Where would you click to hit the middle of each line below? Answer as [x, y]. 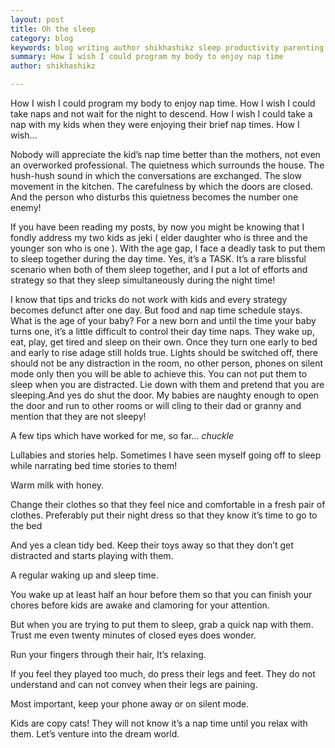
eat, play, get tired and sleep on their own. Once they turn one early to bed [164, 342]
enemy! [26, 207]
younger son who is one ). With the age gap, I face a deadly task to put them [168, 248]
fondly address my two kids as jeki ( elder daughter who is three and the [159, 237]
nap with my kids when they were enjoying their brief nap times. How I [155, 124]
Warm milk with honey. [57, 485]
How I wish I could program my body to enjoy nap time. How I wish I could [163, 103]
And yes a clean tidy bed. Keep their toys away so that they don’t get [152, 545]
